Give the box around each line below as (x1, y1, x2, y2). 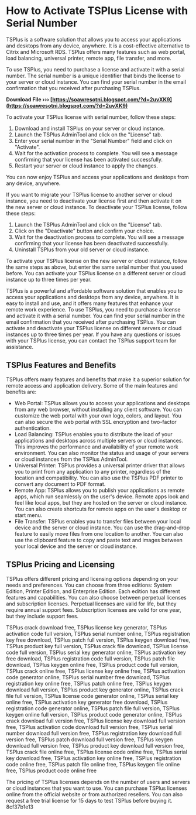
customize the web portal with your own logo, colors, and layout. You (14, 412, 181, 419)
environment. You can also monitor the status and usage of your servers (14, 449, 189, 456)
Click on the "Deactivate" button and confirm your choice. (14, 227, 155, 234)
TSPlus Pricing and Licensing (6, 560, 115, 570)
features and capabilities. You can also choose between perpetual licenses (6, 594, 187, 601)
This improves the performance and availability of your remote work (14, 443, 178, 450)
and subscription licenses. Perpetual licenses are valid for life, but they (6, 600, 177, 607)
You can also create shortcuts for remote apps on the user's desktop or (14, 505, 187, 512)
